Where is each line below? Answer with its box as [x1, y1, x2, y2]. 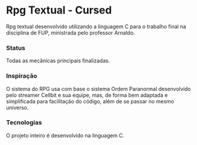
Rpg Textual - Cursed [6, 4, 112, 17]
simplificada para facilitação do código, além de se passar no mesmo [6, 97, 175, 104]
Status [6, 43, 25, 52]
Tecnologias [6, 119, 42, 127]
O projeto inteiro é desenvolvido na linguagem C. [6, 131, 125, 139]
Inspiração [6, 72, 37, 80]
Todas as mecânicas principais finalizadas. [6, 57, 110, 65]
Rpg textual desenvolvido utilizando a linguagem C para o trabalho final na [6, 23, 186, 30]
